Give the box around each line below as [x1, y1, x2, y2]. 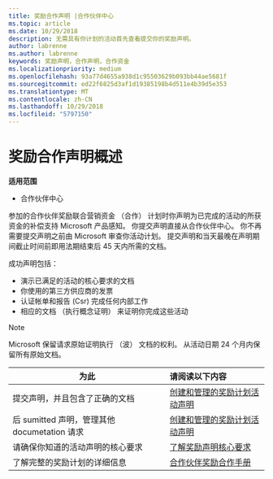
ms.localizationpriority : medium [8, 65, 122, 73]
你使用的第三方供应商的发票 [19, 285, 114, 295]
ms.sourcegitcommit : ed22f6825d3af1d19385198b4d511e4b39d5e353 [8, 80, 227, 88]
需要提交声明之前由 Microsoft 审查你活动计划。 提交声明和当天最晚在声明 [8, 231, 253, 241]
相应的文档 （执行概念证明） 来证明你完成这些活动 [19, 306, 188, 316]
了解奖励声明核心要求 [169, 441, 252, 452]
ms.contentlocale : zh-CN [8, 95, 93, 103]
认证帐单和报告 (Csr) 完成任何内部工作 [19, 296, 149, 306]
